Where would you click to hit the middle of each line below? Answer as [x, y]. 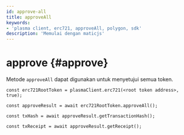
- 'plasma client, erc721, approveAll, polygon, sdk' [74, 28]
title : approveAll [29, 17]
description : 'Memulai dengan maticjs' [55, 34]
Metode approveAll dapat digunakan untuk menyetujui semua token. [90, 79]
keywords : [18, 22]
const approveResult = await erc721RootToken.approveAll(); [82, 106]
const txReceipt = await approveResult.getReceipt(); [74, 127]
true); [14, 95]
